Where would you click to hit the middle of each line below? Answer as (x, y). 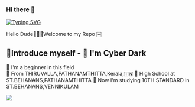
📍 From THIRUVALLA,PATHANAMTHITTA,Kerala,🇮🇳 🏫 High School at (91, 74)
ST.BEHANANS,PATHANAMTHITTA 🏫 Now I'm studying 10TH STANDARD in (98, 80)
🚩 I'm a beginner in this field (40, 67)
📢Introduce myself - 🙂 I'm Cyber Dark (76, 53)
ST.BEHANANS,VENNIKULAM (42, 87)
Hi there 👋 (21, 9)
